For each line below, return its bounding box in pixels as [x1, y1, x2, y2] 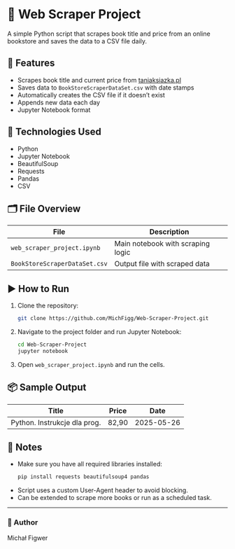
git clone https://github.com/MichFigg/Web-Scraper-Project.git [17, 315, 209, 322]
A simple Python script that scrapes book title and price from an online [7, 29, 211, 38]
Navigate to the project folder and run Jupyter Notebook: [17, 328, 182, 336]
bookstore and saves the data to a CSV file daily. [7, 36, 148, 45]
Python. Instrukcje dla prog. [10, 417, 101, 427]
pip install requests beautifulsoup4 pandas [17, 473, 150, 480]
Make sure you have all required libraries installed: [17, 460, 163, 468]
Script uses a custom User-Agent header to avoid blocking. [17, 486, 189, 494]
